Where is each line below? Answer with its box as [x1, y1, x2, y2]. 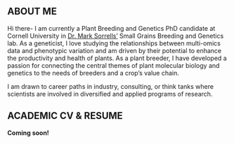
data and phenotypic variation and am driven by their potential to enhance [7, 46, 222, 55]
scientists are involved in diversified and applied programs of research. [7, 89, 213, 98]
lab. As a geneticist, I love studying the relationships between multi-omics [7, 38, 221, 48]
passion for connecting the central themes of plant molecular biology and [7, 61, 220, 69]
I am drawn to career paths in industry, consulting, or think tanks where [7, 82, 214, 90]
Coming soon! [7, 129, 49, 137]
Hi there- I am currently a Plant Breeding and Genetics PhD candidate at [7, 24, 216, 32]
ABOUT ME [7, 6, 58, 17]
